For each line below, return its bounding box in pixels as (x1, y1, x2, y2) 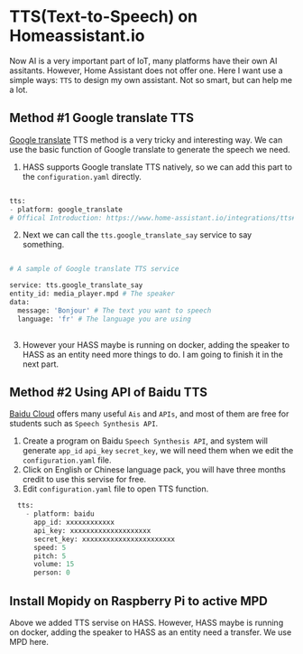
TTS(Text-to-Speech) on (9, 6, 198, 27)
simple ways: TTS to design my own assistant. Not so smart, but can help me (9, 74, 293, 85)
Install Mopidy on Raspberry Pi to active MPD (9, 593, 268, 609)
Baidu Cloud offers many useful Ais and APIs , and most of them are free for (9, 408, 289, 419)
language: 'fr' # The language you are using (17, 314, 192, 323)
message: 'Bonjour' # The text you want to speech (17, 305, 212, 315)
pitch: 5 (32, 551, 67, 561)
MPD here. (9, 637, 50, 647)
